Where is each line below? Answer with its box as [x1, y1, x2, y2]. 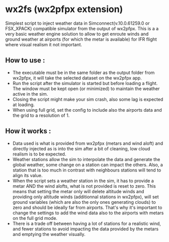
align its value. [12, 172, 43, 178]
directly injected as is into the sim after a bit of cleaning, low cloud [12, 145, 150, 151]
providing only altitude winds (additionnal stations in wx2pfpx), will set [12, 194, 159, 200]
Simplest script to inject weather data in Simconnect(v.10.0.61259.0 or [5, 20, 150, 26]
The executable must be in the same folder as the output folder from [12, 69, 155, 75]
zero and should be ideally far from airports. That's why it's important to [12, 204, 162, 210]
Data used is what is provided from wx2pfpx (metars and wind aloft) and [12, 140, 163, 146]
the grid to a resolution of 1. [12, 112, 70, 118]
